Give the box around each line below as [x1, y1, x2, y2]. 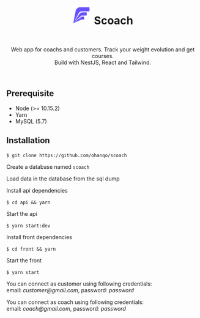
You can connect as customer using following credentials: [6, 280, 152, 287]
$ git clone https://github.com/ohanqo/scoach [6, 152, 127, 158]
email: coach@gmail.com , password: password [6, 305, 127, 312]
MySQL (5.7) [15, 117, 47, 125]
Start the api [6, 210, 38, 217]
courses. [91, 52, 114, 59]
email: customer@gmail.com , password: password [6, 286, 135, 294]
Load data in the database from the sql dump [6, 175, 120, 182]
